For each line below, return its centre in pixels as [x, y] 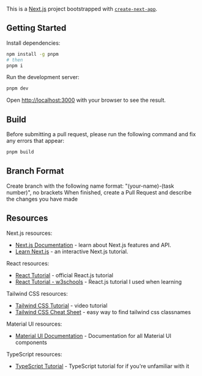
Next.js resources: [29, 233]
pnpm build [20, 152]
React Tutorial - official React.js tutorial [64, 275]
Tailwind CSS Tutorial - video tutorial [61, 305]
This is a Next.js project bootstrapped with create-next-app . [82, 9]
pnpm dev [17, 88]
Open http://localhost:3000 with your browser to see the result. [86, 100]
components [31, 342]
